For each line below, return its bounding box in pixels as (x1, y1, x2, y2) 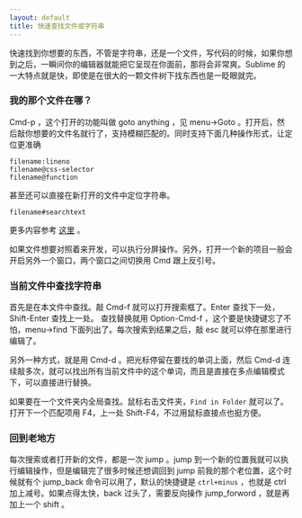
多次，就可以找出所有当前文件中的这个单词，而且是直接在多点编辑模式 (24, 366, 285, 377)
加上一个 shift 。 (9, 499, 70, 510)
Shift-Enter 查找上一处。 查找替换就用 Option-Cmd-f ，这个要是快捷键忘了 (9, 313, 284, 324)
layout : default (9, 13, 70, 22)
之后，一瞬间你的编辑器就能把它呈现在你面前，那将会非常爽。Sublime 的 (16, 58, 286, 69)
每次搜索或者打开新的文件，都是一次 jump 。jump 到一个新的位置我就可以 (9, 454, 281, 465)
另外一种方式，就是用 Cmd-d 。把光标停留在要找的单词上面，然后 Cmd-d (9, 354, 280, 365)
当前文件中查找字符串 (9, 280, 102, 292)
